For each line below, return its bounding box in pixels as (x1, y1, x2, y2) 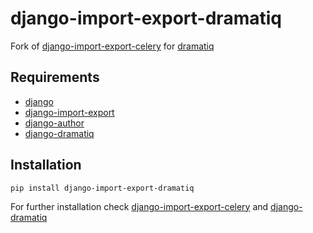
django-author (24, 117, 85, 129)
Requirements (10, 69, 100, 86)
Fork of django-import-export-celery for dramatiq (10, 40, 215, 52)
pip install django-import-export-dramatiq (10, 183, 195, 193)
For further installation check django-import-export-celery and (10, 200, 269, 212)
